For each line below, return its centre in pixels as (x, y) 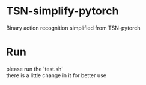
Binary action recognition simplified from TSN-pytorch (73, 28)
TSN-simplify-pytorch (62, 11)
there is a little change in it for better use (56, 75)
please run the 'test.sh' (35, 69)
